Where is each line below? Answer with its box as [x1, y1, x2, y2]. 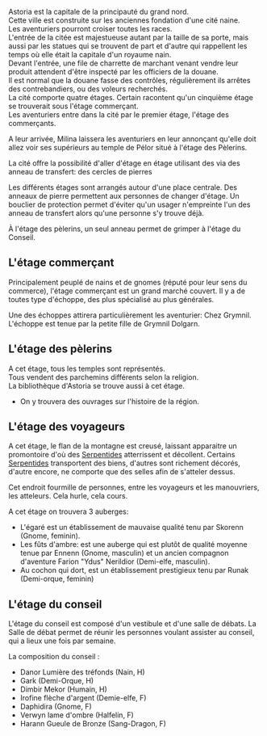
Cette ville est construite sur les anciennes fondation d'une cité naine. [8, 15, 240, 25]
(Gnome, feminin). [19, 531, 81, 540]
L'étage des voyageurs [8, 420, 125, 434]
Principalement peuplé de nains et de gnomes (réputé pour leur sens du [8, 277, 248, 287]
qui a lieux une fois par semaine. [8, 636, 116, 646]
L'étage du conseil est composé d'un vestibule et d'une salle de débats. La [8, 619, 257, 629]
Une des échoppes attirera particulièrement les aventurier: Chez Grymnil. [8, 310, 252, 320]
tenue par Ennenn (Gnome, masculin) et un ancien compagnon [19, 549, 229, 558]
